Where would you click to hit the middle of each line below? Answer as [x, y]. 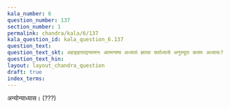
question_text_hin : [36, 59]
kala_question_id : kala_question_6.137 [66, 40]
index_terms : [26, 78]
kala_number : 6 [29, 14]
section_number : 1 [34, 26]
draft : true [25, 72]
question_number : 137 [39, 20]
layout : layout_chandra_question [56, 65]
